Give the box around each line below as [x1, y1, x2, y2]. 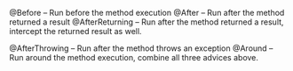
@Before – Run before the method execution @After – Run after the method [9, 8, 285, 18]
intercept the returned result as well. [9, 26, 142, 36]
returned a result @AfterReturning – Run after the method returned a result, [9, 17, 284, 27]
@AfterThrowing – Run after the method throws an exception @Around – [9, 43, 273, 53]
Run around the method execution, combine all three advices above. [9, 53, 259, 62]
